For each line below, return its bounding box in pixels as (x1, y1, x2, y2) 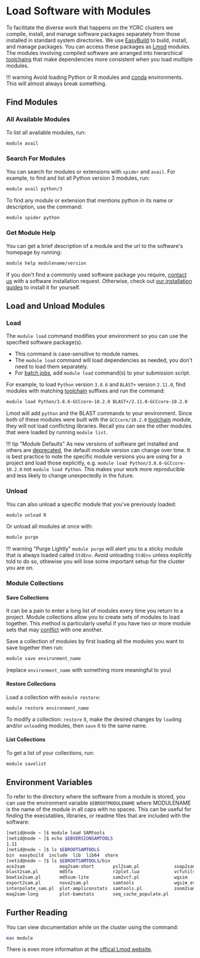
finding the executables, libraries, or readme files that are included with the (6, 812, 190, 819)
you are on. (6, 564, 34, 572)
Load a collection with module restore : (6, 693, 101, 701)
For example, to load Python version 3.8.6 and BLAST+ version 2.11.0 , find (6, 381, 186, 388)
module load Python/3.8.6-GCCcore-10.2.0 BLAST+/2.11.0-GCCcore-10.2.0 (6, 399, 187, 405)
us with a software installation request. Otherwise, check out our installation (6, 277, 192, 284)
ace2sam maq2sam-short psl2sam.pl (6, 863, 140, 870)
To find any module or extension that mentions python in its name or (6, 196, 174, 204)
